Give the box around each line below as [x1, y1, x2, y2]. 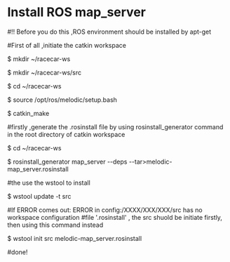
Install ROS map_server [7, 4, 146, 20]
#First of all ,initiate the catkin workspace [7, 41, 126, 49]
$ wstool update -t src [7, 192, 72, 200]
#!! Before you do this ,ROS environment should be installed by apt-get [7, 27, 212, 36]
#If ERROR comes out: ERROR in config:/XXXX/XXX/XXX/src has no [7, 205, 203, 214]
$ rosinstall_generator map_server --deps [7, 157, 128, 166]
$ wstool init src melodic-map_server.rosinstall [7, 234, 142, 242]
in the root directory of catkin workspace [7, 130, 126, 138]
